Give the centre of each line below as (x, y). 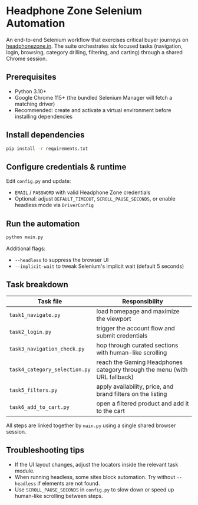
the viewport (114, 319)
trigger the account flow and (136, 328)
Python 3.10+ (31, 91)
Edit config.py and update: (39, 181)
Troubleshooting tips (45, 450)
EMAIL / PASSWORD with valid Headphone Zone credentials (82, 192)
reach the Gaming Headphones (140, 362)
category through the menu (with (142, 369)
